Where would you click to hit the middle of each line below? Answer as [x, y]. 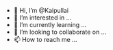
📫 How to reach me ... [45, 40]
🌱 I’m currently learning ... [50, 25]
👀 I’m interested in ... [42, 18]
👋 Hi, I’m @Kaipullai [41, 10]
